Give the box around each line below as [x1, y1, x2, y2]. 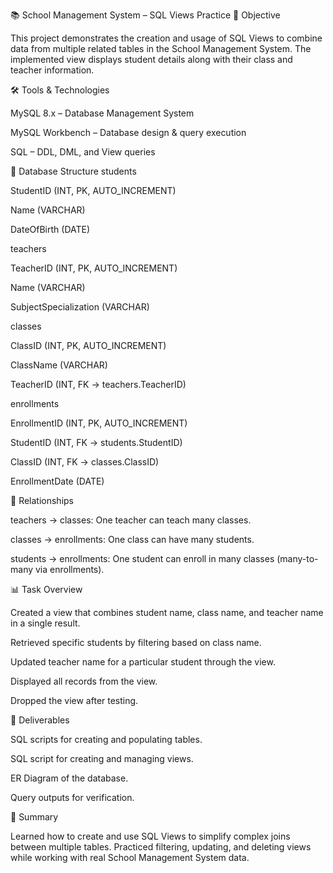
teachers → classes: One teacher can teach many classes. [10, 514, 252, 526]
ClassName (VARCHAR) [10, 359, 108, 371]
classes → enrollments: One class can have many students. [10, 534, 255, 545]
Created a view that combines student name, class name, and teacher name [10, 607, 324, 618]
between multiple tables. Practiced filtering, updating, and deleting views [10, 841, 312, 853]
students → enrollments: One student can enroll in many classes [10, 553, 275, 564]
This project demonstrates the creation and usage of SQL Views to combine [10, 32, 323, 44]
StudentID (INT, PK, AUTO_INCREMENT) [10, 185, 177, 196]
